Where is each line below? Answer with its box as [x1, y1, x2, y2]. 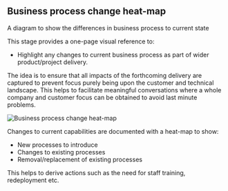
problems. [7, 100, 36, 109]
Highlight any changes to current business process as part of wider [17, 50, 209, 59]
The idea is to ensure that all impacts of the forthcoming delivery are [7, 71, 202, 79]
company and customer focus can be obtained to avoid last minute [7, 93, 198, 101]
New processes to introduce [17, 141, 98, 149]
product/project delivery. [17, 58, 88, 66]
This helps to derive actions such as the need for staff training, [7, 168, 186, 177]
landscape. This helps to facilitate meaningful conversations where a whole [7, 86, 222, 94]
